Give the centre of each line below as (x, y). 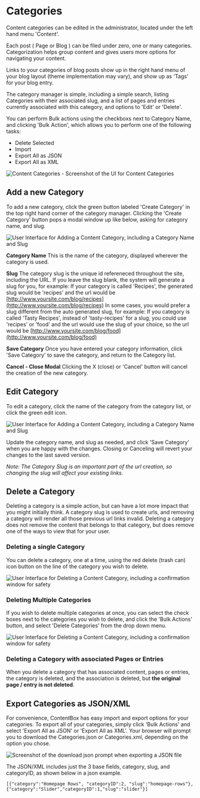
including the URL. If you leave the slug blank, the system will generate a (96, 280)
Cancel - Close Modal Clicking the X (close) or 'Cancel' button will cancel (97, 366)
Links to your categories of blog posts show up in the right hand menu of (96, 69)
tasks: (14, 131)
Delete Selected (35, 142)
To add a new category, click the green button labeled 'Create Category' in (98, 207)
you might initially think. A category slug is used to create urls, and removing (100, 512)
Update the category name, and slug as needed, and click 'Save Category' (98, 442)
